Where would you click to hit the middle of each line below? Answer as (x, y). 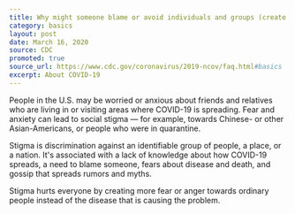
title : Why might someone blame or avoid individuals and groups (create (148, 17)
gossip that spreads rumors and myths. (80, 173)
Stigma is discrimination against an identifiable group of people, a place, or (145, 145)
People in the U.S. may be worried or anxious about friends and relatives (141, 100)
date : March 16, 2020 (49, 42)
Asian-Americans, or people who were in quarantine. (105, 128)
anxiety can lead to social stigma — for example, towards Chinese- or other (147, 118)
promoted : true (37, 58)
